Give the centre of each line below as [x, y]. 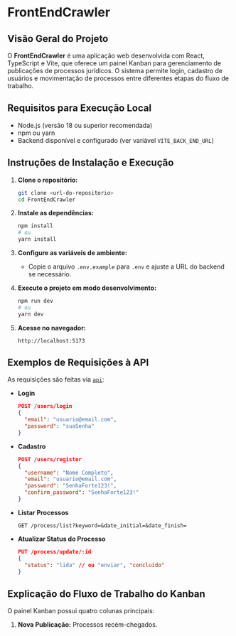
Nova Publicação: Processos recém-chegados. [87, 625]
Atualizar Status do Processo [61, 539]
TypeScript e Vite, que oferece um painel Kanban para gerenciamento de [114, 63]
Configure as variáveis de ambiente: [73, 253]
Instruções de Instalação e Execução [91, 163]
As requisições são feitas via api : [56, 379]
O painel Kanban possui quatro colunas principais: [81, 611]
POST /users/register [49, 459]
